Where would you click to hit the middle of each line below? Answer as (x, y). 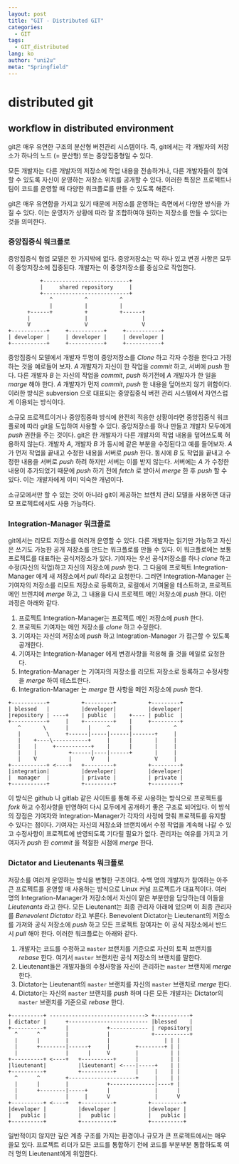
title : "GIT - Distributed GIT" (56, 21)
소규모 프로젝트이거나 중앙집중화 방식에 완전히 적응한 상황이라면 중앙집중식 (112, 417)
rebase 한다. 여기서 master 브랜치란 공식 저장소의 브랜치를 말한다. (110, 957)
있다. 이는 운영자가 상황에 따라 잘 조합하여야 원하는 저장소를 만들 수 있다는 (126, 212)
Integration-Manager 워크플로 (59, 523)
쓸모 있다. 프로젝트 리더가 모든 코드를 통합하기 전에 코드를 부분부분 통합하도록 (115, 1144)
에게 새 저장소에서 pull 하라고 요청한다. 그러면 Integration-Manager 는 (134, 576)
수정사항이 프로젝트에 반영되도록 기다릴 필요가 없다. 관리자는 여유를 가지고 (118, 834)
